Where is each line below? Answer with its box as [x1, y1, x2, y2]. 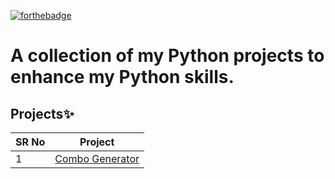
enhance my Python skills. [10, 66, 235, 89]
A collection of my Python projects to [10, 45, 325, 67]
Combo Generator [54, 152, 140, 165]
